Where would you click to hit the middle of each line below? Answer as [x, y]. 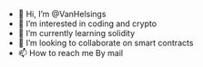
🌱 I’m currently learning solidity [76, 33]
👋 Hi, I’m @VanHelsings [62, 14]
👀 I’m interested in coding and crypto [87, 24]
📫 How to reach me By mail [71, 53]
